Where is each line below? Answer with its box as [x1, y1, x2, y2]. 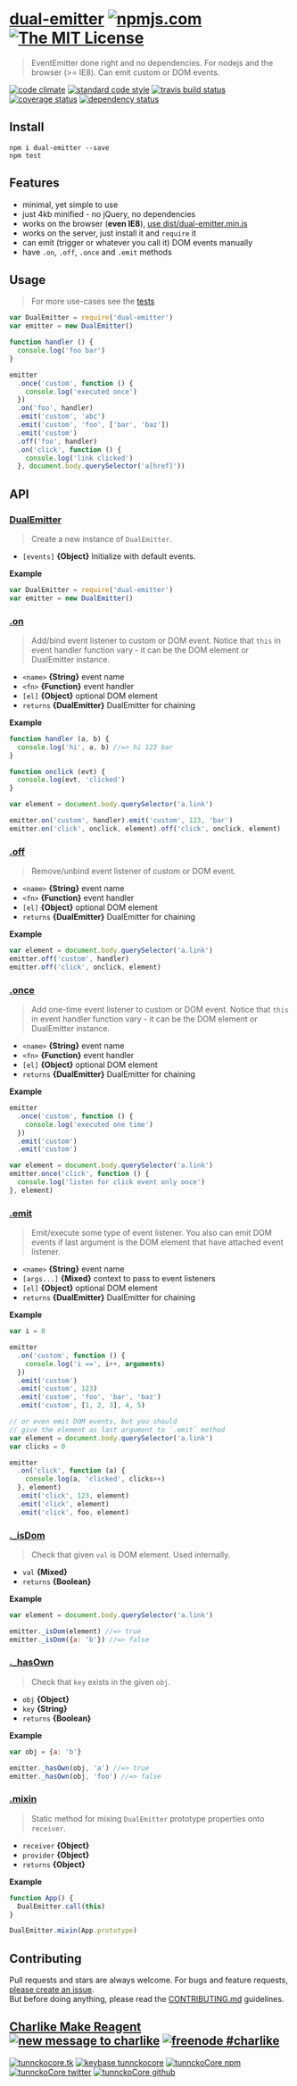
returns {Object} [21, 1858, 87, 1870]
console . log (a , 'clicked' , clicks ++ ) [25, 1474, 166, 1484]
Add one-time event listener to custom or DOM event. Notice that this [30, 1005, 289, 1015]
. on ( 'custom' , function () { [17, 1351, 126, 1360]
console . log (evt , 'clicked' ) [17, 775, 126, 785]
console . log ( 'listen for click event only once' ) [17, 1178, 205, 1187]
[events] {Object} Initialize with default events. [21, 550, 196, 562]
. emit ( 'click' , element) [17, 1499, 110, 1508]
